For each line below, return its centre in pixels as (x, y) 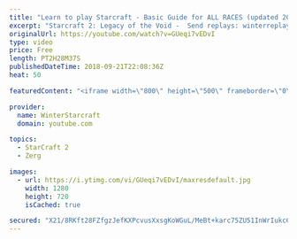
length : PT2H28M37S (45, 58)
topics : (23, 139)
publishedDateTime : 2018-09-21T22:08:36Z (87, 67)
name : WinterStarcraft (59, 115)
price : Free (31, 50)
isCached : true (53, 204)
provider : (27, 107)
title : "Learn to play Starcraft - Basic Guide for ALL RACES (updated (144, 17)
